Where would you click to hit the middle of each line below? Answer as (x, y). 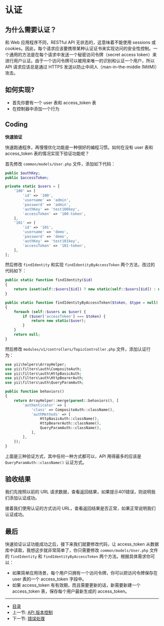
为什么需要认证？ (31, 30)
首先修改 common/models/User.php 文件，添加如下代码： (60, 164)
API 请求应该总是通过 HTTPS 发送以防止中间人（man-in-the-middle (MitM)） (81, 67)
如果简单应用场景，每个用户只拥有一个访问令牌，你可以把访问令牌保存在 (85, 573)
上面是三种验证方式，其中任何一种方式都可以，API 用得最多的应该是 (73, 456)
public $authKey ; (23, 173)
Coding (16, 125)
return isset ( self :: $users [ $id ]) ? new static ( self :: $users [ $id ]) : (85, 289)
